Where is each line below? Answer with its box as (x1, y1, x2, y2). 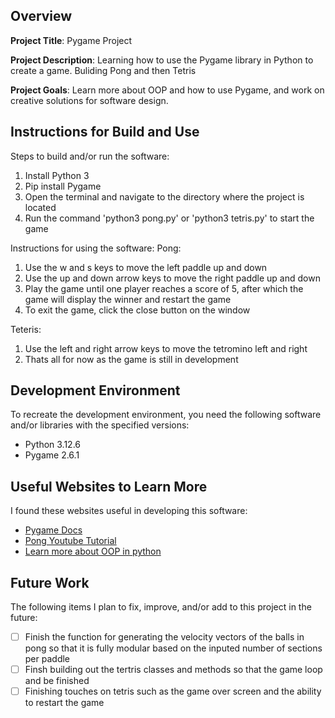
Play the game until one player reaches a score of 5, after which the (24, 282, 304, 294)
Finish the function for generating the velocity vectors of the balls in (24, 631, 305, 643)
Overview (10, 8, 73, 25)
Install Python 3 (24, 169, 90, 181)
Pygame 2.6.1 (24, 449, 80, 461)
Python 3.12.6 (24, 439, 82, 451)
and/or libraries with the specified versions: (10, 419, 190, 431)
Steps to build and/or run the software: (10, 150, 170, 162)
